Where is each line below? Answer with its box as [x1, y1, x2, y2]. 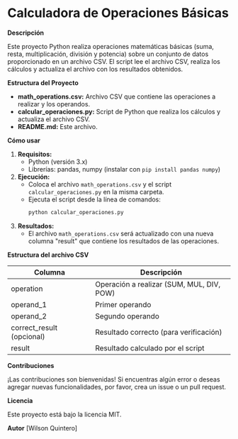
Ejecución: [17, 172, 50, 181]
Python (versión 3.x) [28, 157, 88, 166]
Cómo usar [7, 136, 41, 145]
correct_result [11, 323, 58, 333]
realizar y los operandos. [17, 99, 91, 108]
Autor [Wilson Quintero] [7, 423, 78, 432]
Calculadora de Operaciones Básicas [7, 5, 229, 21]
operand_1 [11, 299, 47, 309]
